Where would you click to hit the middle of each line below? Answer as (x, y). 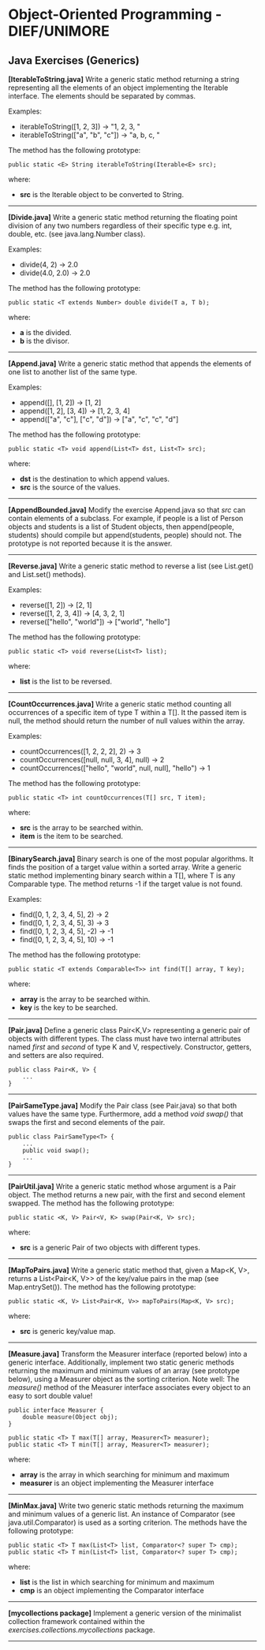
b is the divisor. (44, 341)
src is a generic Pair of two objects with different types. (110, 1248)
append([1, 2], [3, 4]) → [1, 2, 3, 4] (75, 411)
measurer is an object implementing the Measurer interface (117, 1483)
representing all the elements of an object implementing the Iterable (118, 88)
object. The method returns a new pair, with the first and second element (127, 1195)
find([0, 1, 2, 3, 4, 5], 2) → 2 (64, 914)
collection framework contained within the (77, 1621)
